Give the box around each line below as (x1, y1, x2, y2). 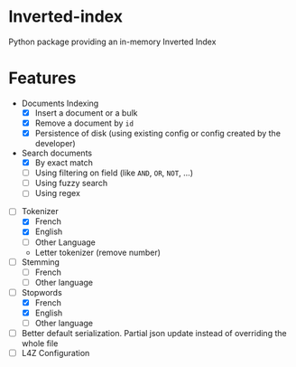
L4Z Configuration (21, 348, 90, 359)
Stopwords (21, 287, 62, 297)
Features (8, 68, 77, 89)
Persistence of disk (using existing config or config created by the (34, 128, 282, 138)
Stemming (21, 256, 60, 268)
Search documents (21, 147, 92, 159)
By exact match (34, 157, 94, 168)
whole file (21, 338, 59, 349)
